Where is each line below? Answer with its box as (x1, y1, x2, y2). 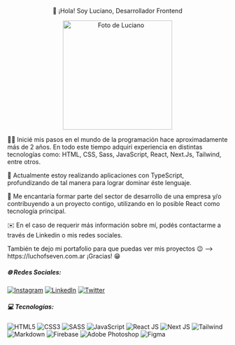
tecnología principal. (7, 207, 66, 215)
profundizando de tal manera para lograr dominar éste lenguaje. (7, 179, 192, 186)
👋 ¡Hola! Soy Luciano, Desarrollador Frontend (52, 7, 183, 15)
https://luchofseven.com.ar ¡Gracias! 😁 (7, 252, 121, 260)
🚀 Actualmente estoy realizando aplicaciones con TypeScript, (7, 171, 184, 179)
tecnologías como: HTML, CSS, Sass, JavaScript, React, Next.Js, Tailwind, (7, 150, 222, 159)
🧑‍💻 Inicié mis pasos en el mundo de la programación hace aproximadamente (7, 135, 228, 143)
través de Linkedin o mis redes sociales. (7, 231, 123, 239)
